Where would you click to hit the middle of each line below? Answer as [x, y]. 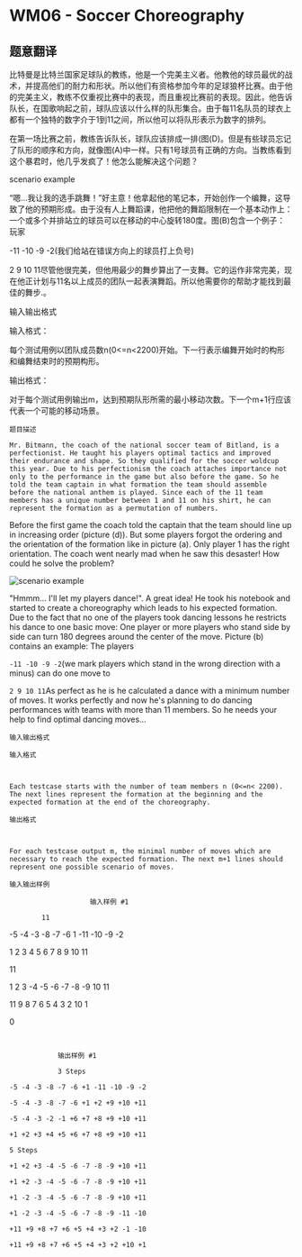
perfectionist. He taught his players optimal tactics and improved [140, 453]
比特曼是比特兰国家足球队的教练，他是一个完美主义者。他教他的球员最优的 [147, 74]
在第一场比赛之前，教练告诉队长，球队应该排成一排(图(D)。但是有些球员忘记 [151, 139]
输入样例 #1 [109, 902]
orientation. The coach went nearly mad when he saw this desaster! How [145, 554]
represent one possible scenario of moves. [92, 867]
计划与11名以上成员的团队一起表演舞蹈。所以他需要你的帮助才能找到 [158, 281]
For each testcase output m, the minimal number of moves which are [140, 852]
